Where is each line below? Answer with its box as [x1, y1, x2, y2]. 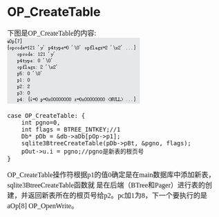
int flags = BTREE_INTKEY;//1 [21, 125, 121, 133]
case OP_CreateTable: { [7, 112, 86, 119]
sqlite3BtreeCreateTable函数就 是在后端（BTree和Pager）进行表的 [7, 180, 206, 189]
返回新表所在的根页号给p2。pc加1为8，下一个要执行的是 [28, 191, 208, 200]
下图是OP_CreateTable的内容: [7, 29, 97, 37]
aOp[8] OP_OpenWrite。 [7, 201, 79, 210]
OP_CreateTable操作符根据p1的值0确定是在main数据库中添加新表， [7, 170, 216, 179]
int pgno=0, [21, 118, 61, 126]
